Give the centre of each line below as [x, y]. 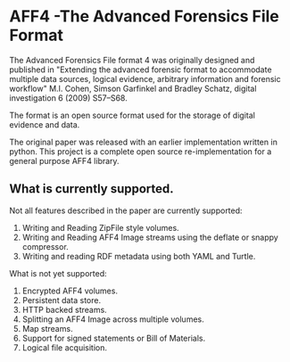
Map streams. [47, 328]
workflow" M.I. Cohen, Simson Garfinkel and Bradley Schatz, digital [133, 88]
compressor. [45, 246]
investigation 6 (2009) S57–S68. [68, 98]
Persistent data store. [62, 300]
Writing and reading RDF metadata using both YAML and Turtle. [139, 256]
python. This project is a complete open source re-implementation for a [141, 151]
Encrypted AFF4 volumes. [70, 291]
